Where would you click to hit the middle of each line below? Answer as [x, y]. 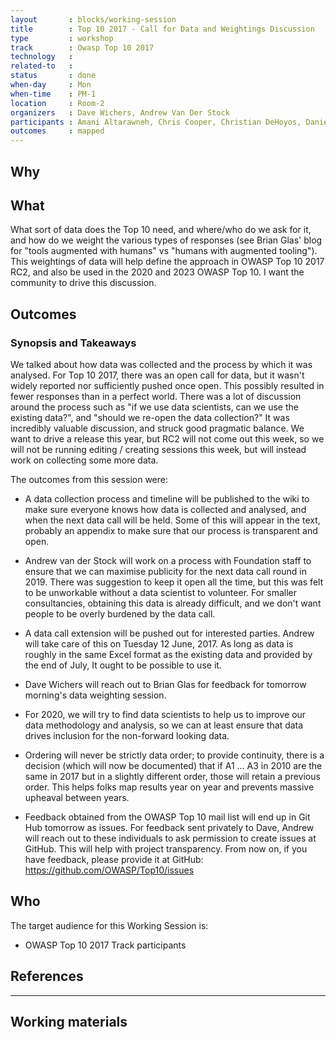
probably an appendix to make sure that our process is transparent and [171, 531]
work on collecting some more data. [84, 460]
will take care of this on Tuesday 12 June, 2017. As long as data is [159, 644]
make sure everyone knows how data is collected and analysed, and [165, 510]
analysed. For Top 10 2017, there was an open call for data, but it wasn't [157, 375]
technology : [42, 57]
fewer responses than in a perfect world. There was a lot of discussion [156, 397]
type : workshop [62, 38]
